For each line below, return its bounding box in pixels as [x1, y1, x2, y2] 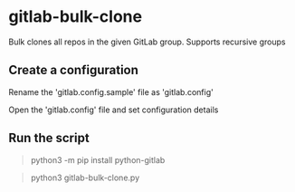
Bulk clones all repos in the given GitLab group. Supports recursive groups [8, 36, 286, 47]
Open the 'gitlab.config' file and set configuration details [8, 104, 219, 115]
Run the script [8, 130, 90, 146]
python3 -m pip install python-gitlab [30, 154, 166, 165]
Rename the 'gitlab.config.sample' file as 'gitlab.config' [8, 86, 214, 97]
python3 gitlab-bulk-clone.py [30, 172, 140, 183]
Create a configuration [8, 62, 139, 78]
